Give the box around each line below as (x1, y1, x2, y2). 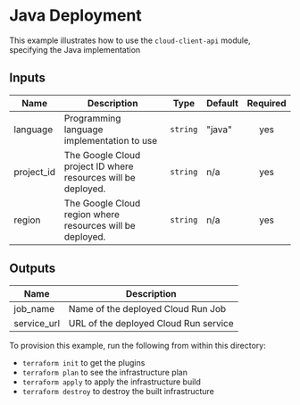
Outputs (9, 261, 56, 276)
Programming (63, 112, 121, 124)
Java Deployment (9, 5, 143, 26)
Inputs (9, 71, 46, 86)
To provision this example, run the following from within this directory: (9, 340, 266, 350)
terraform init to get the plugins (21, 357, 146, 367)
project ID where (63, 160, 134, 173)
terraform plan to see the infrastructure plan (21, 367, 187, 377)
